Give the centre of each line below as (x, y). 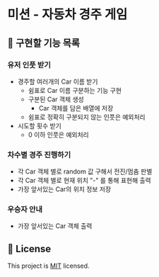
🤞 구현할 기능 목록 (43, 43)
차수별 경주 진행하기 (39, 154)
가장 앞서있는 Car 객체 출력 (55, 226)
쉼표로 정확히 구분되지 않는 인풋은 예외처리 (87, 117)
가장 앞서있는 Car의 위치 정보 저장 (64, 189)
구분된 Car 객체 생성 (56, 99)
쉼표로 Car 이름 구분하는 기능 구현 (75, 90)
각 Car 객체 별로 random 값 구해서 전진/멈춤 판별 (85, 171)
